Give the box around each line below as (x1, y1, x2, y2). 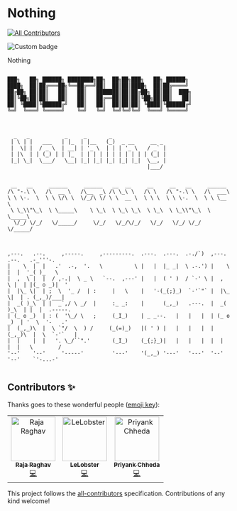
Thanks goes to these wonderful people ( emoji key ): (7, 400, 160, 409)
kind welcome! (7, 496, 50, 505)
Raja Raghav (15, 461, 51, 468)
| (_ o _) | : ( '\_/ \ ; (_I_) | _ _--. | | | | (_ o (7, 312, 231, 319)
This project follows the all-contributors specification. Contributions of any (7, 489, 226, 497)
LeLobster (70, 461, 99, 468)
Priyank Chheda (114, 461, 160, 468)
